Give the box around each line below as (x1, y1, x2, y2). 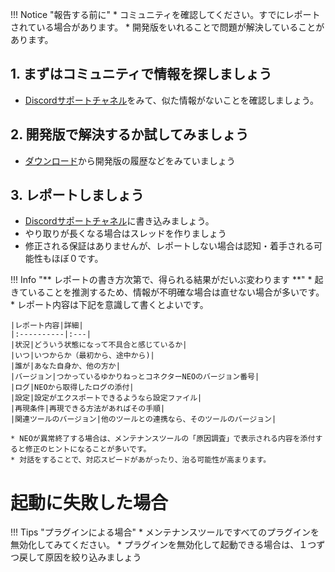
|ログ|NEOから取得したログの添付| (10, 383, 135, 393)
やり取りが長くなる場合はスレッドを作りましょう (24, 228, 227, 240)
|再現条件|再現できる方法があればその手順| (10, 404, 166, 414)
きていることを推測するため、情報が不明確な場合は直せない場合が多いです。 (10, 286, 325, 298)
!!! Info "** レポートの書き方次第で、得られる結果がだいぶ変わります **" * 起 (10, 274, 324, 286)
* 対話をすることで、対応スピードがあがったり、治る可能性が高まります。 (10, 455, 272, 465)
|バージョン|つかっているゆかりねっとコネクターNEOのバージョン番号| (10, 372, 260, 382)
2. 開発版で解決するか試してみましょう (10, 126, 249, 143)
